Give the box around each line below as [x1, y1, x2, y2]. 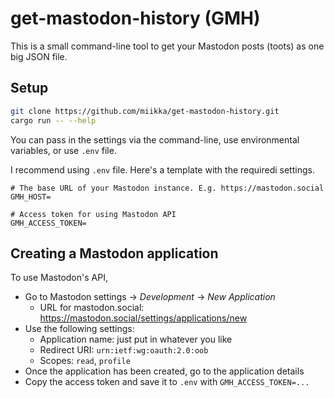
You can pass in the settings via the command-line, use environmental [10, 133, 300, 146]
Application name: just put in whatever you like [39, 333, 233, 346]
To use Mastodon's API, [10, 272, 108, 284]
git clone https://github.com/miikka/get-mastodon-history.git [10, 106, 280, 116]
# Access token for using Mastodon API [10, 209, 177, 219]
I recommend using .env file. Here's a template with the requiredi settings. [10, 163, 315, 176]
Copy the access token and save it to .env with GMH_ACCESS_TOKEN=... [24, 376, 310, 388]
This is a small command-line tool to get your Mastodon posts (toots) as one [10, 40, 325, 52]
